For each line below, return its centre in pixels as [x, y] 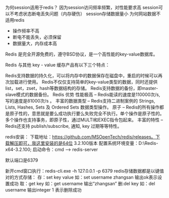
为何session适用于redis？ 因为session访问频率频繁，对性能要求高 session [82, 7]
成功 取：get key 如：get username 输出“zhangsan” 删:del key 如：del [82, 184]
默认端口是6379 [22, 160]
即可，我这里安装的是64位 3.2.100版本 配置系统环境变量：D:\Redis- [88, 143]
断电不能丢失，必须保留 [37, 37]
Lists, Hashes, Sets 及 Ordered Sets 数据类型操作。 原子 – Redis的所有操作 [82, 107]
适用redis [15, 20]
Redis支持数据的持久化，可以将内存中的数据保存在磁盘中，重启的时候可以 [82, 76]
